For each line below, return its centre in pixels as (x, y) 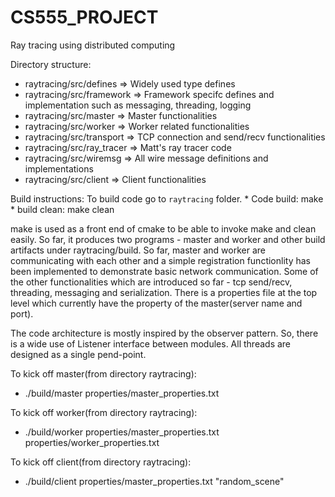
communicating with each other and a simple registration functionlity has (160, 260)
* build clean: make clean (62, 209)
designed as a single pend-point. (78, 354)
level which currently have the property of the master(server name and (156, 303)
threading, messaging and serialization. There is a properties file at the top (164, 292)
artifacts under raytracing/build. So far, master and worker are (138, 250)
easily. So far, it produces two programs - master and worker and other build (168, 239)
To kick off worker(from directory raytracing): (104, 412)
